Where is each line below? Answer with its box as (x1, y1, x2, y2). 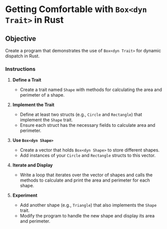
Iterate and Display (12, 162, 53, 168)
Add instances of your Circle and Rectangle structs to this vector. (20, 152, 156, 159)
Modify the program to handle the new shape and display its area (20, 213, 155, 219)
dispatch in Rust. (5, 53, 40, 59)
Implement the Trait (12, 102, 55, 108)
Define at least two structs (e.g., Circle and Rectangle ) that (20, 112, 142, 118)
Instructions (5, 65, 36, 72)
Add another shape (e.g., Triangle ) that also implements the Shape (20, 202, 157, 208)
